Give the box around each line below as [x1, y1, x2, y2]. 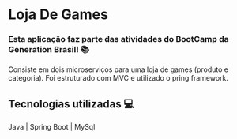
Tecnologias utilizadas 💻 [8, 97, 135, 111]
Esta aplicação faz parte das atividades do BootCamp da [8, 34, 229, 45]
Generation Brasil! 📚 [8, 44, 89, 55]
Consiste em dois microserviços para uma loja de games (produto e [8, 65, 229, 74]
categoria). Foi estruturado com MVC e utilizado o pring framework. [8, 73, 229, 83]
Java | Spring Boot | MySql [8, 122, 96, 132]
